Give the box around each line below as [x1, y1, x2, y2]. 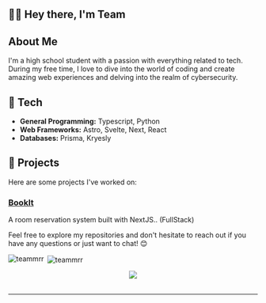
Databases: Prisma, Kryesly [19, 134, 112, 143]
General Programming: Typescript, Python [19, 116, 161, 127]
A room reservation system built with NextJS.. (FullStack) [8, 215, 195, 225]
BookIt [8, 197, 34, 208]
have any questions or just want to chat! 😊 [8, 239, 148, 248]
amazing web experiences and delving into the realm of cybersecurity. [8, 73, 238, 82]
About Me [8, 35, 58, 48]
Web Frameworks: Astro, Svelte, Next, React [19, 125, 167, 134]
